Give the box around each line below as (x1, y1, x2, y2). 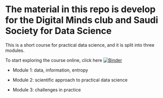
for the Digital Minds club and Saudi (5, 14, 158, 26)
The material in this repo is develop (5, 4, 156, 15)
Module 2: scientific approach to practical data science (12, 77, 128, 83)
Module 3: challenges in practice (12, 86, 81, 92)
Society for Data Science (5, 25, 112, 37)
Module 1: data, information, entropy (12, 67, 89, 73)
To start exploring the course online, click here (5, 57, 102, 63)
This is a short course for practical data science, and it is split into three (5, 42, 154, 48)
